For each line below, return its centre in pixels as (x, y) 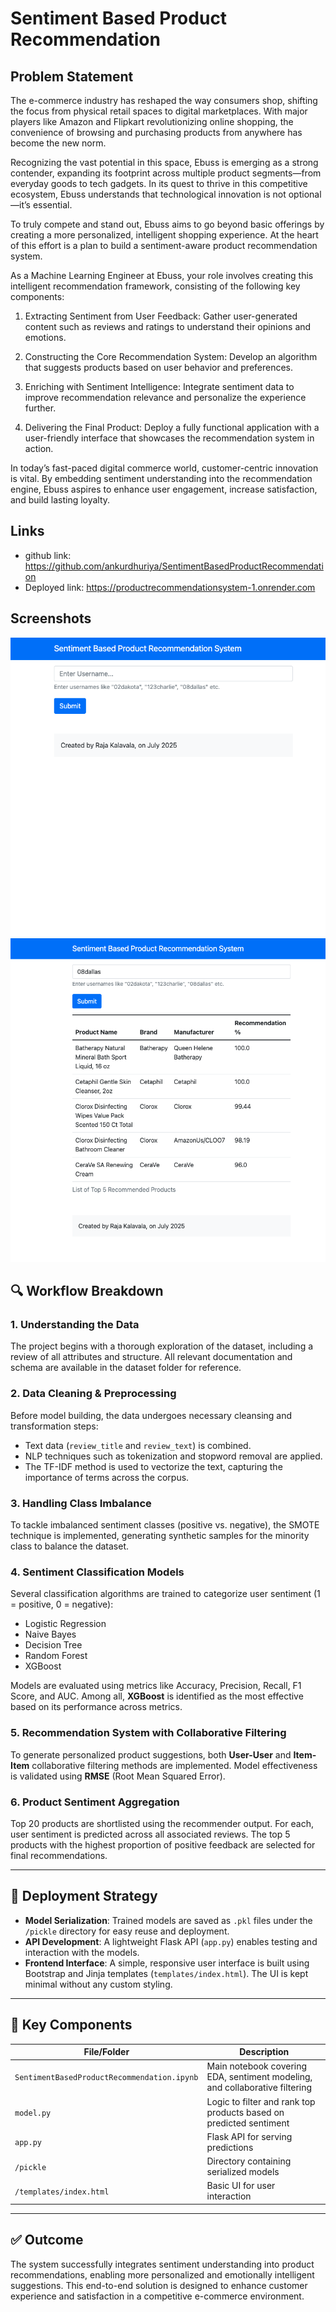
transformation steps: (54, 1426)
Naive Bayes (50, 1634)
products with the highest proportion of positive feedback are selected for (163, 1844)
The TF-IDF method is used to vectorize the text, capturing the (153, 1466)
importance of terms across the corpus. (107, 1477)
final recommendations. (59, 1855)
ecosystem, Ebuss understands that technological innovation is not (148, 194)
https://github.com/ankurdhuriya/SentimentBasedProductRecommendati (174, 566)
